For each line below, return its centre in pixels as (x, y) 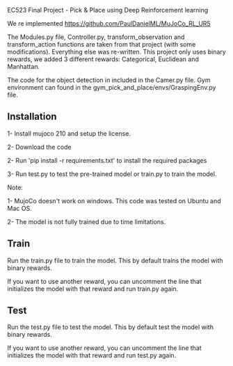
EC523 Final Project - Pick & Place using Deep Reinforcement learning (108, 10)
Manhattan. (24, 66)
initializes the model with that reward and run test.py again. (92, 356)
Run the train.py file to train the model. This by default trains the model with (115, 260)
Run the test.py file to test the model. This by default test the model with (111, 327)
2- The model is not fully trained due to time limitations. (87, 221)
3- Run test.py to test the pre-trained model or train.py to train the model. (112, 174)
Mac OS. (20, 208)
